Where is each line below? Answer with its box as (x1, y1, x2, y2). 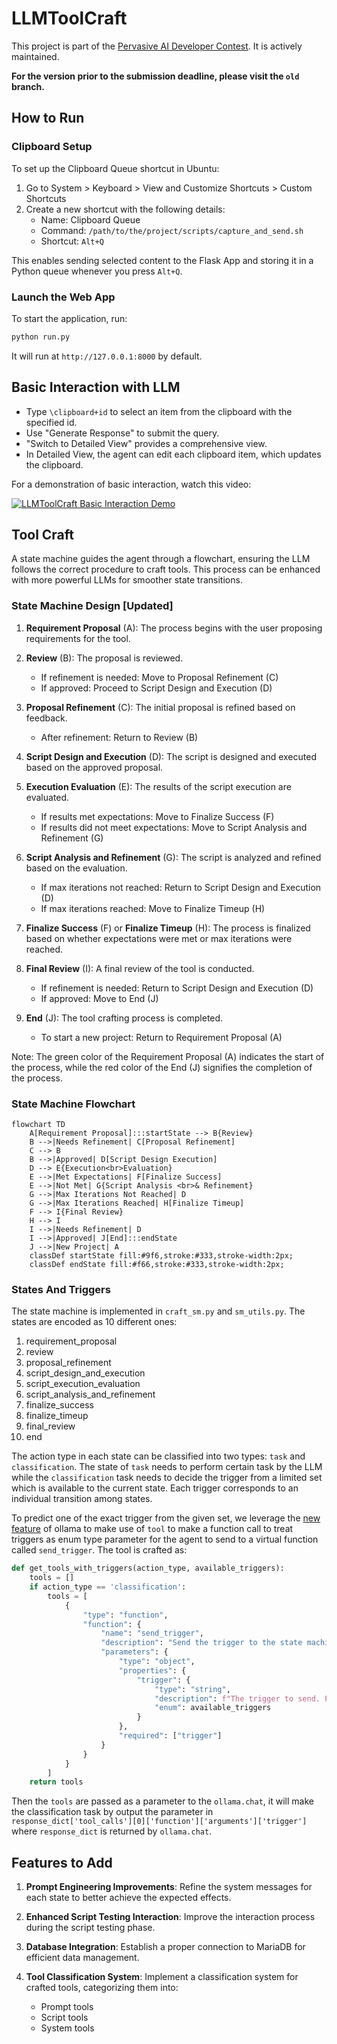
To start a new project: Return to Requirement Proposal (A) (40, 1031, 283, 1043)
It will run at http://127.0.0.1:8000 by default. (11, 350, 203, 362)
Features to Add (11, 1854, 113, 1871)
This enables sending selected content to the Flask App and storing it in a (11, 254, 314, 266)
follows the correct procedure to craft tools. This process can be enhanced (11, 563, 321, 576)
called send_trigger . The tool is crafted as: (11, 1544, 188, 1556)
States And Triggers (11, 1282, 111, 1296)
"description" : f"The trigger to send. (154, 1693, 321, 1704)
